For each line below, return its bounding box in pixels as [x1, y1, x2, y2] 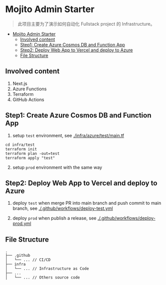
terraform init [5, 146, 37, 152]
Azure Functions [12, 86, 47, 92]
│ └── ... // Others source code [5, 275, 80, 280]
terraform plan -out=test [5, 151, 60, 156]
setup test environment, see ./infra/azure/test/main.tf [12, 132, 125, 138]
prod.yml [12, 220, 31, 226]
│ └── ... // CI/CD [5, 257, 51, 263]
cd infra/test [5, 142, 35, 147]
